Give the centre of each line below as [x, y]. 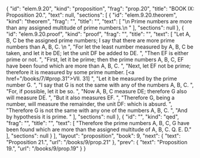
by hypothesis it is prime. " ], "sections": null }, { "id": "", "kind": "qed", [93, 117]
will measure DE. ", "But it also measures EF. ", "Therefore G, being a [90, 98]
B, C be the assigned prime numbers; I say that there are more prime [90, 40]
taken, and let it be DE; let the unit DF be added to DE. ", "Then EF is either [98, 53]
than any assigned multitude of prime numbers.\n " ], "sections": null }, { [95, 28]
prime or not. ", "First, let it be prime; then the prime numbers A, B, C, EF [95, 60]
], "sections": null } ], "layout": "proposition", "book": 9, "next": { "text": [93, 136]
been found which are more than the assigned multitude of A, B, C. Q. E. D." [99, 129]
